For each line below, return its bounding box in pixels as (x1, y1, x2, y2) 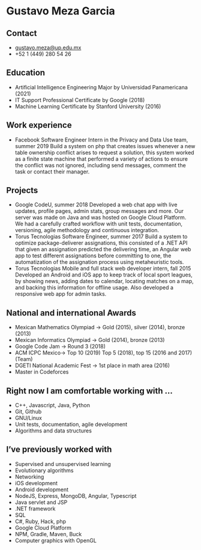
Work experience (6, 120, 72, 130)
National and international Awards (6, 308, 137, 318)
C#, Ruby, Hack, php (14, 518, 67, 525)
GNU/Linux (14, 414, 42, 422)
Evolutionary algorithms (14, 467, 74, 474)
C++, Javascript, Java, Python (14, 402, 90, 409)
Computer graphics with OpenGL (14, 537, 97, 544)
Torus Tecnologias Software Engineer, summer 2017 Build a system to (14, 233, 188, 241)
